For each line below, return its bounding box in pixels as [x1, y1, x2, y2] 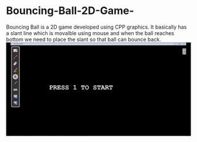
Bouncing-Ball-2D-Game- [6, 4, 134, 18]
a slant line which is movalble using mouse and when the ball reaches [6, 29, 175, 36]
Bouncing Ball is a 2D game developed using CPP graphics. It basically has [6, 23, 187, 30]
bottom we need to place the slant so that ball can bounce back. [6, 36, 161, 43]
